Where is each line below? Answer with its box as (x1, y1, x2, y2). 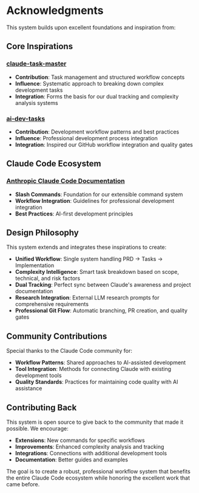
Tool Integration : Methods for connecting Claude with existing (15, 365, 172, 373)
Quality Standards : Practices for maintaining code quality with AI (15, 378, 178, 386)
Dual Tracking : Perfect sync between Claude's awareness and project (15, 281, 191, 288)
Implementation (15, 262, 55, 269)
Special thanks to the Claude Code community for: (6, 347, 132, 355)
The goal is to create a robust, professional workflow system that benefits (6, 468, 191, 475)
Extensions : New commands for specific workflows (15, 437, 145, 444)
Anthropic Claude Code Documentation (6, 177, 126, 185)
